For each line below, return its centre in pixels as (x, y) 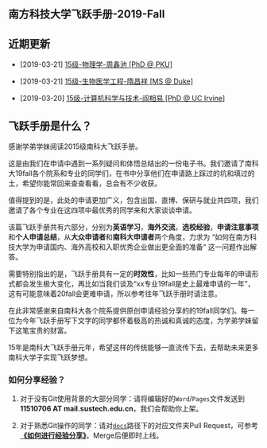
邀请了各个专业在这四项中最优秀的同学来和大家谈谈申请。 (102, 210)
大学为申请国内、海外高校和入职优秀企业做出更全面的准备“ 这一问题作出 (132, 247)
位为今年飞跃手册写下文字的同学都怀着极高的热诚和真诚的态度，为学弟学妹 (130, 321)
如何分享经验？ (37, 380)
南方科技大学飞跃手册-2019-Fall (87, 14)
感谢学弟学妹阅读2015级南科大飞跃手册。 (75, 146)
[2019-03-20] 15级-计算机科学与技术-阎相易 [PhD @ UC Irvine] (122, 99)
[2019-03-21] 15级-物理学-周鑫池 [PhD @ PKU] (96, 64)
